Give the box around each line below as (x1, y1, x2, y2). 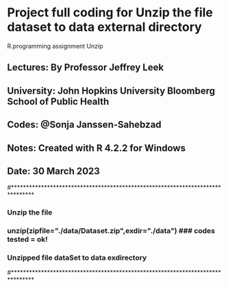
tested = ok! (7, 234, 48, 244)
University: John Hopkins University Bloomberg (7, 85, 216, 96)
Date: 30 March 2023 (7, 165, 101, 177)
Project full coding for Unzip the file (7, 5, 214, 20)
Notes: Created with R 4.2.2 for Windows (7, 142, 186, 154)
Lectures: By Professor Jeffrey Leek (7, 61, 164, 73)
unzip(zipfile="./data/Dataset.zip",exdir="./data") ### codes (7, 226, 216, 236)
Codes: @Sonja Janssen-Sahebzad (7, 119, 162, 131)
